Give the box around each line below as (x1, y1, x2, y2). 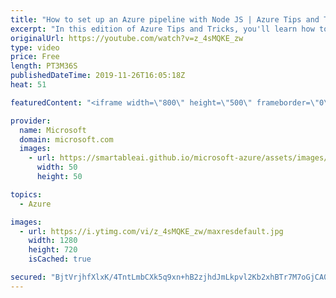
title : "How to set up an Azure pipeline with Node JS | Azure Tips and (10, 14, 320, 25)
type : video (10, 42, 60, 53)
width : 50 (36, 162, 78, 173)
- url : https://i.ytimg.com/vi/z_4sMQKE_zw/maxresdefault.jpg (19, 226, 284, 236)
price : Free (10, 52, 60, 62)
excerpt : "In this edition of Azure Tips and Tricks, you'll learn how (10, 24, 315, 34)
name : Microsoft (19, 125, 87, 135)
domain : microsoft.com (19, 134, 114, 145)
